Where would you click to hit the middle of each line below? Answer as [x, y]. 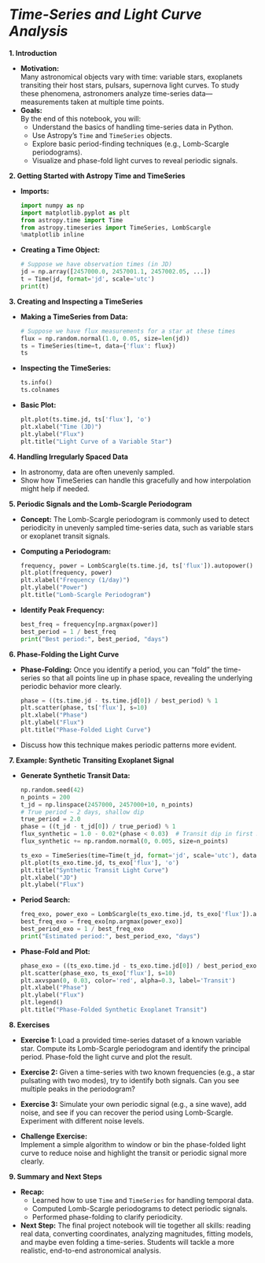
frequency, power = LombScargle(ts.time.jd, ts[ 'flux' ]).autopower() [137, 565]
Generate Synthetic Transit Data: [75, 775]
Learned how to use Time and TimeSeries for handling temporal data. [143, 1200]
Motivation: [40, 68]
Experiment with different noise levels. [82, 1120]
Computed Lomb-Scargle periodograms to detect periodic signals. [140, 1209]
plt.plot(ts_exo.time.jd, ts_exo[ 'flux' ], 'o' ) [99, 862]
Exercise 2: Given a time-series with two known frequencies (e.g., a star [138, 1072]
